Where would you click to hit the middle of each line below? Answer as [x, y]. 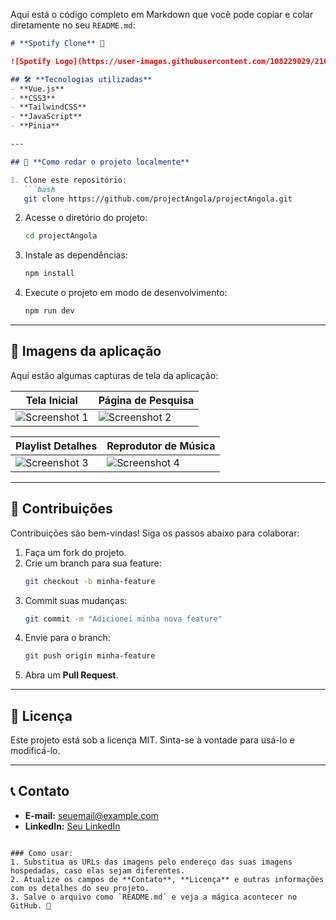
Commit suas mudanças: [76, 600]
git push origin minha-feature [90, 656]
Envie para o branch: [67, 638]
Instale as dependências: [76, 255]
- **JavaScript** [46, 117]
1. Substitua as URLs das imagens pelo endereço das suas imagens [151, 862]
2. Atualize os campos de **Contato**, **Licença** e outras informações [167, 879]
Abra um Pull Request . [71, 675]
